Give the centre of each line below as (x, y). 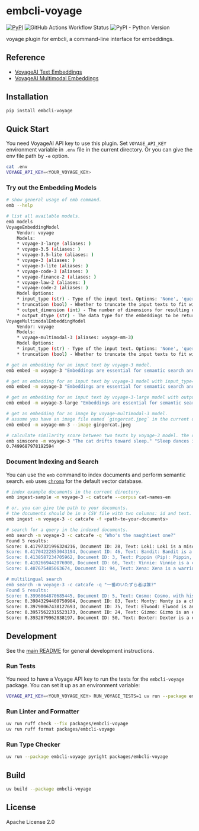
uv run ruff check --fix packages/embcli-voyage (67, 724)
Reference (26, 58)
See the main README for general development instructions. (80, 650)
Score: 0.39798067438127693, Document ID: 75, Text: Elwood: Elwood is (96, 607)
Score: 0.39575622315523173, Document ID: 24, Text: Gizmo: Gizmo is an (98, 612)
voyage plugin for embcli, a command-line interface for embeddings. (90, 39)
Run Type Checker (33, 744)
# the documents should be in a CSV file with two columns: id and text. (99, 514)
